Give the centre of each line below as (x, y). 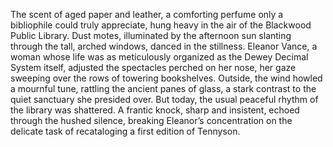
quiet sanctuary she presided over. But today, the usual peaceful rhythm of (164, 99)
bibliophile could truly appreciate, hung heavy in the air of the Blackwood (161, 25)
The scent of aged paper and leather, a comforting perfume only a (147, 14)
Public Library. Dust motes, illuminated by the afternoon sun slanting (151, 35)
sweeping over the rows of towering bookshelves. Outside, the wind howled (166, 78)
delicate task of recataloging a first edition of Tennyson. (125, 131)
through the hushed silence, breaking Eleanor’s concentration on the (151, 120)
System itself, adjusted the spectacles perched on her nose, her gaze (153, 67)
